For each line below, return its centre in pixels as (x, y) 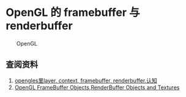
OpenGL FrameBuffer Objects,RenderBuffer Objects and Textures (97, 87)
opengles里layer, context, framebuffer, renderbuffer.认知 (86, 81)
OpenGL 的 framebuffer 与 (73, 13)
